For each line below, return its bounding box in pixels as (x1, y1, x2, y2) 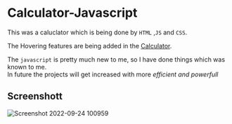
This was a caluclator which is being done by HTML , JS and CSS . (7, 28, 188, 36)
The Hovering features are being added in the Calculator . (7, 41, 172, 50)
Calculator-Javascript (7, 5, 138, 21)
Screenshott (7, 90, 63, 102)
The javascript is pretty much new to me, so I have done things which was (7, 55, 226, 64)
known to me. (7, 62, 47, 71)
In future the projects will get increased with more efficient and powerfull (7, 70, 219, 78)
